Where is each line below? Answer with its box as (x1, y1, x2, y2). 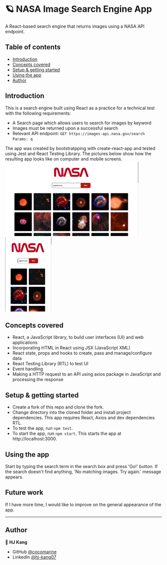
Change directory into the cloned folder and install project (12, 409, 131, 415)
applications (12, 339, 38, 345)
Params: (12, 137, 28, 142)
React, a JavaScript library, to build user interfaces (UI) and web (12, 334, 144, 340)
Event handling (12, 366, 43, 372)
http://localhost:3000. (12, 436, 57, 442)
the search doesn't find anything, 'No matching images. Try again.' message (5, 469, 162, 475)
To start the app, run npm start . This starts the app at (12, 430, 122, 437)
